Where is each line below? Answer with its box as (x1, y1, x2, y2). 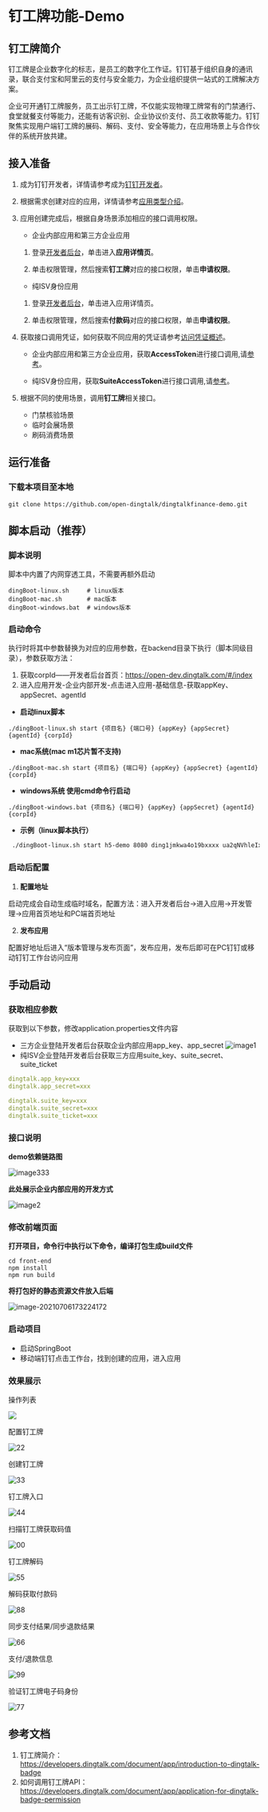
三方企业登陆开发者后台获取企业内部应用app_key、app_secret (19, 1041, 224, 1050)
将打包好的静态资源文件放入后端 (8, 1287, 113, 1296)
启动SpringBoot (19, 1343, 72, 1353)
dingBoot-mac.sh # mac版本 (8, 596, 117, 604)
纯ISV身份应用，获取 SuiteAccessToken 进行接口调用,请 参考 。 (31, 376, 234, 386)
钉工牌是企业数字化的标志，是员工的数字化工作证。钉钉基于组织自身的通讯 (8, 65, 253, 73)
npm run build (8, 1271, 56, 1279)
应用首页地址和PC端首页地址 (22, 908, 116, 918)
